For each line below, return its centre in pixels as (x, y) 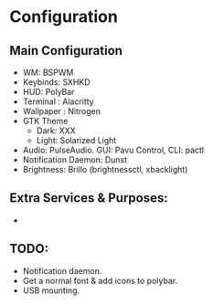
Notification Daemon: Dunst (75, 160)
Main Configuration (66, 51)
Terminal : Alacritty (58, 101)
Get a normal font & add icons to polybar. (100, 280)
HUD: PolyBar (48, 92)
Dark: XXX (56, 131)
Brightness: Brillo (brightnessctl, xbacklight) (105, 169)
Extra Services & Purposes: (89, 198)
